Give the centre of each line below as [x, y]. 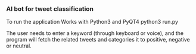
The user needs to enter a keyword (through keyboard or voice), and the [95, 33]
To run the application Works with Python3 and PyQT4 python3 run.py [92, 22]
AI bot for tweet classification [50, 9]
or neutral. [19, 46]
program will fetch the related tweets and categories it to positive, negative [98, 40]
